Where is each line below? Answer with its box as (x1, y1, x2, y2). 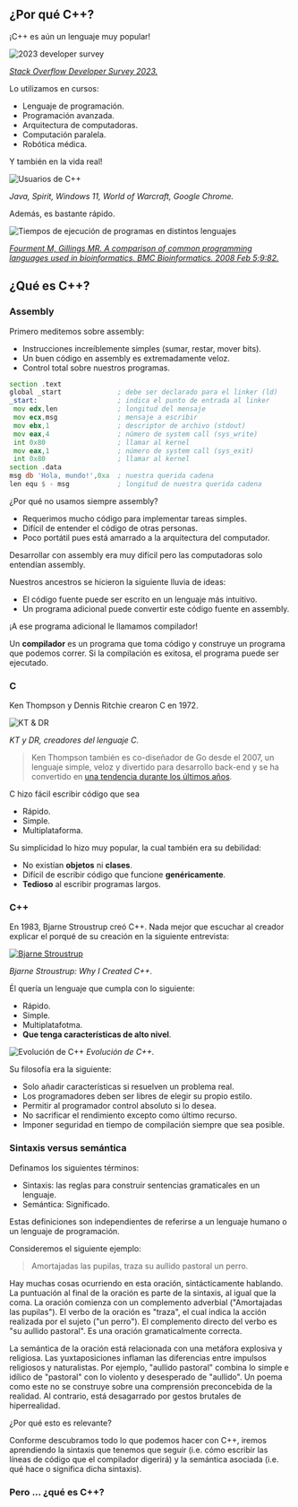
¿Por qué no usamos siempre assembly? (9, 495, 158, 506)
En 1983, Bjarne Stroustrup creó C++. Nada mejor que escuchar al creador (9, 921, 285, 932)
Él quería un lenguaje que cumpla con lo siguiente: (9, 983, 195, 994)
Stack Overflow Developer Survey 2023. (9, 65, 158, 76)
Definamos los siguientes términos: (9, 1162, 140, 1173)
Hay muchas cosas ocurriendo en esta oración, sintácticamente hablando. (9, 1277, 284, 1288)
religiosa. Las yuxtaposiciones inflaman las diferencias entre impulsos (9, 1352, 267, 1363)
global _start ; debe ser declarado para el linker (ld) (9, 388, 278, 397)
